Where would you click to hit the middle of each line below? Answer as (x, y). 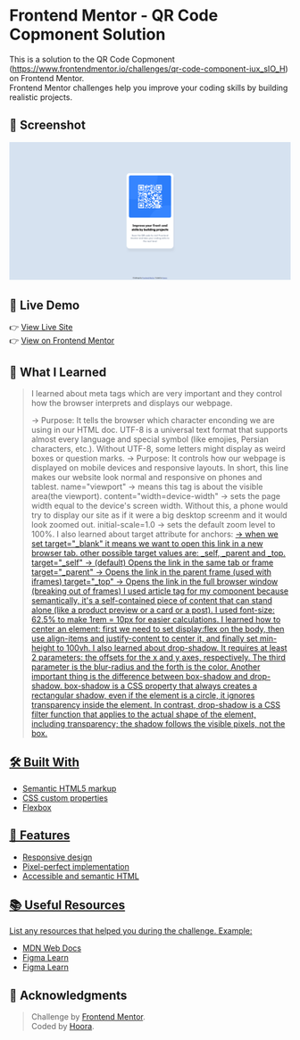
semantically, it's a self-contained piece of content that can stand (151, 600)
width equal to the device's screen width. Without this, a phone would (159, 505)
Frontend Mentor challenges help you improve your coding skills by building (149, 87)
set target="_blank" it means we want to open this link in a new (147, 543)
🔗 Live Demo (45, 305)
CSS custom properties (65, 798)
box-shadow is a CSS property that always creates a (160, 686)
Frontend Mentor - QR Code (114, 16)
